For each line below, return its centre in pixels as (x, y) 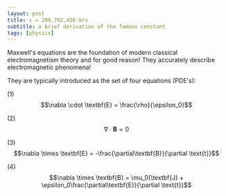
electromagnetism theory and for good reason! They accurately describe (111, 60)
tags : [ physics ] (31, 33)
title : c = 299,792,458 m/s (48, 20)
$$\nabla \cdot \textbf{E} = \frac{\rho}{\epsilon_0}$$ (116, 105)
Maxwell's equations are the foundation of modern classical (93, 53)
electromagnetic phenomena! (49, 67)
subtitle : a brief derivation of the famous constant (87, 26)
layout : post (26, 14)
